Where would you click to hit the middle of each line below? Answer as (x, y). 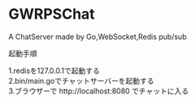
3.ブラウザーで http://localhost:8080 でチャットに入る (99, 91)
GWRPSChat (52, 14)
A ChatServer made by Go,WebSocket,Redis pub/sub (98, 37)
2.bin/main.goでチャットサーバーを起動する (81, 80)
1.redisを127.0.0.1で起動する (54, 71)
